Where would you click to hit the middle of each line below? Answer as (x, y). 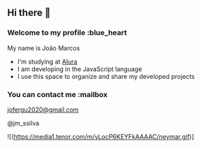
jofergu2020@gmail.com (43, 110)
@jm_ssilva (23, 123)
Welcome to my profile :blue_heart (67, 33)
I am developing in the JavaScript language (80, 69)
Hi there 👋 (29, 13)
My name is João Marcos (44, 48)
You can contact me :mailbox (58, 94)
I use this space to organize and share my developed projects (106, 76)
